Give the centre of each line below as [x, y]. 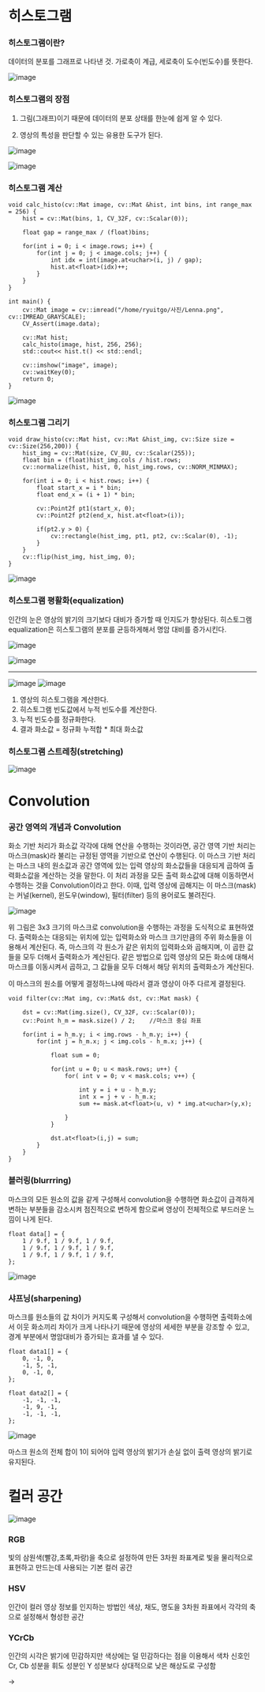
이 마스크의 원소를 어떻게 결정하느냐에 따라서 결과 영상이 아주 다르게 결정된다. [127, 984]
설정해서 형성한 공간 [53, 1616]
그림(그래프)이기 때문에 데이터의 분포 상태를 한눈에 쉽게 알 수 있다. [121, 118]
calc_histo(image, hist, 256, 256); [83, 345]
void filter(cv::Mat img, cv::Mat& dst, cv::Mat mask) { [104, 999]
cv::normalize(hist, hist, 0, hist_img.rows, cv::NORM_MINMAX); [130, 467]
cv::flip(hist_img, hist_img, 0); [79, 557]
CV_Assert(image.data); [62, 324]
